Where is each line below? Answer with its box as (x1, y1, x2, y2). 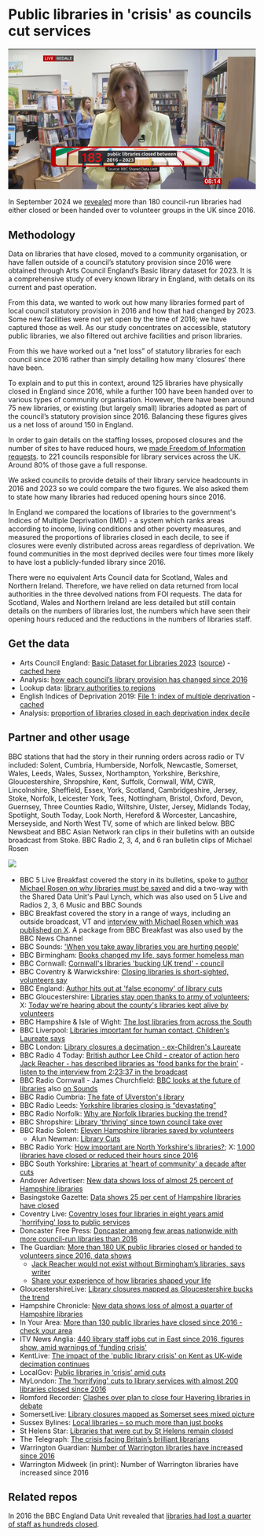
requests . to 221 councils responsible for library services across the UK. (8, 452, 241, 461)
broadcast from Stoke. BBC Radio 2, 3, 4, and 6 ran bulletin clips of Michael (8, 835, 253, 845)
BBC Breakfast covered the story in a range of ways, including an (19, 908, 231, 918)
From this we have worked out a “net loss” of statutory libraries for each (8, 346, 241, 356)
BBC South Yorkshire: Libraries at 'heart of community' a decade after (19, 1159, 247, 1168)
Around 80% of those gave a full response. (8, 460, 148, 470)
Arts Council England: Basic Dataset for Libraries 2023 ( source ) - (19, 658, 231, 667)
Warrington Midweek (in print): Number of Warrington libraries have (19, 1459, 239, 1468)
